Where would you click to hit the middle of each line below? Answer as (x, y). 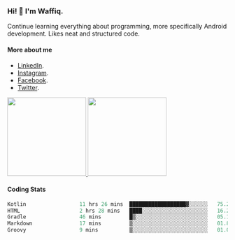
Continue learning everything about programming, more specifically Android (117, 27)
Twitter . (28, 87)
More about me (30, 50)
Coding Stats (27, 189)
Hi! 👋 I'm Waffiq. (35, 11)
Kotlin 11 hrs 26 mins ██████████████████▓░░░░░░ (108, 204)
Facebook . (33, 80)
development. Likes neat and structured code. (73, 33)
